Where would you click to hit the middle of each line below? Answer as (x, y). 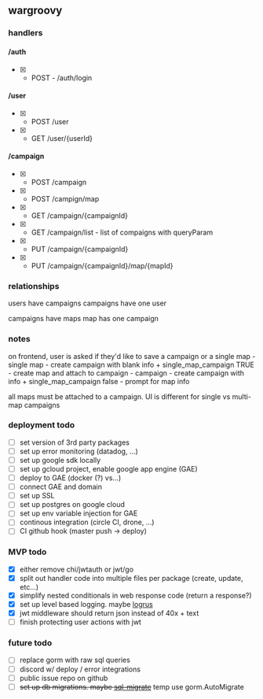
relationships (34, 286)
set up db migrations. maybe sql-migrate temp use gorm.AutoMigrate (132, 686)
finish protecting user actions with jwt (80, 622)
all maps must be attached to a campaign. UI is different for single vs (119, 396)
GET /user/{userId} (62, 138)
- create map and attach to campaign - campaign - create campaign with (126, 373)
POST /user (50, 121)
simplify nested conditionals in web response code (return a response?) (136, 595)
